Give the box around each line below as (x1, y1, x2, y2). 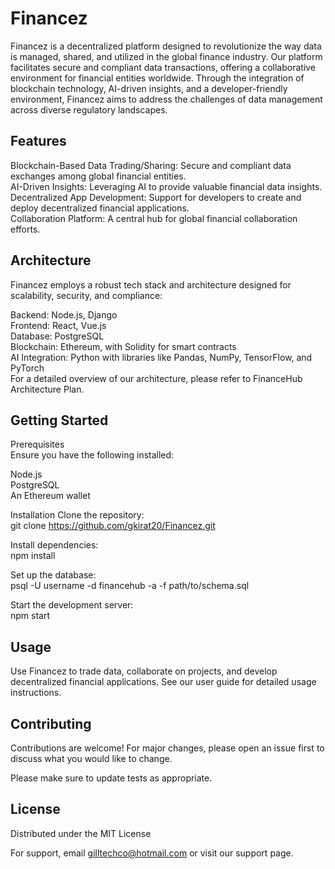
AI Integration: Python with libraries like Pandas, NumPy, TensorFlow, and (10, 351, 313, 363)
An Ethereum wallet (10, 490, 91, 502)
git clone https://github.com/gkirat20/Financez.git (10, 520, 216, 532)
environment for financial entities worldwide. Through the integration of (10, 72, 305, 84)
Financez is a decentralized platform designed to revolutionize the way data (10, 40, 322, 52)
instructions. (10, 687, 62, 699)
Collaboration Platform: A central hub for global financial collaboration (10, 212, 298, 224)
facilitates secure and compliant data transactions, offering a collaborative (10, 61, 317, 73)
